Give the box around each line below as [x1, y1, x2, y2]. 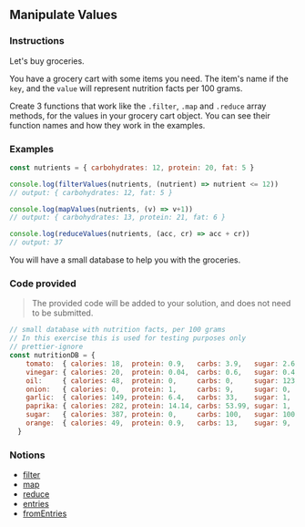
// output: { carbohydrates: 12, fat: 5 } [9, 188, 173, 197]
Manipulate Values [9, 7, 118, 23]
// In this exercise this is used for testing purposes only [9, 334, 247, 343]
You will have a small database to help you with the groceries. [9, 254, 241, 265]
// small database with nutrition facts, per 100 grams [9, 325, 226, 335]
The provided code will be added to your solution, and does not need [31, 298, 291, 309]
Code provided [9, 277, 76, 290]
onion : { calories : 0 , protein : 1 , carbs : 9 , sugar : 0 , [25, 385, 291, 394]
